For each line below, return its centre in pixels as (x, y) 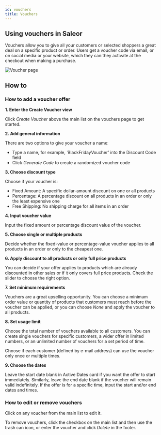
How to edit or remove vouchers (44, 403)
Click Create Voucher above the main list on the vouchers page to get (75, 119)
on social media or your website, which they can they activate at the (73, 56)
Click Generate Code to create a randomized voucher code (71, 163)
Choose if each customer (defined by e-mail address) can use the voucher (80, 351)
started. (13, 124)
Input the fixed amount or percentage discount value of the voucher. (73, 225)
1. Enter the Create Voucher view (39, 110)
